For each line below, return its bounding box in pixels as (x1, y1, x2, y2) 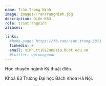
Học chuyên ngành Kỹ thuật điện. (5, 65, 72, 71)
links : (5, 34, 19, 39)
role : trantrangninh (5, 21, 47, 26)
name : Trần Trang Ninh (5, 7, 51, 12)
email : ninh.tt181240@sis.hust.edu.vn (9, 47, 89, 53)
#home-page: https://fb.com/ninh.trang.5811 (9, 39, 102, 44)
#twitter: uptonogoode (9, 52, 56, 57)
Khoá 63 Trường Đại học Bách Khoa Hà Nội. (5, 75, 94, 81)
